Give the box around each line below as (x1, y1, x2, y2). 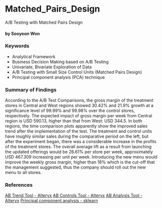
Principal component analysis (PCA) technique (12, 74, 105, 80)
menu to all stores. (5, 170, 42, 176)
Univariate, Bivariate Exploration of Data (12, 64, 92, 70)
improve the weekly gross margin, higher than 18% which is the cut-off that (5, 159, 155, 165)
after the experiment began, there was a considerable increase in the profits (5, 139, 157, 144)
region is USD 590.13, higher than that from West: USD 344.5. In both (5, 118, 143, 124)
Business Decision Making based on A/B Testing (12, 59, 109, 64)
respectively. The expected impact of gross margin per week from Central (5, 113, 152, 119)
